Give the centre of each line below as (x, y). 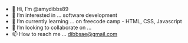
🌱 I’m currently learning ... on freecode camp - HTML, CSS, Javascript (97, 21)
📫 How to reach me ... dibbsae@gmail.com (65, 34)
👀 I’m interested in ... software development (65, 15)
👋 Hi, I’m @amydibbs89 (40, 9)
